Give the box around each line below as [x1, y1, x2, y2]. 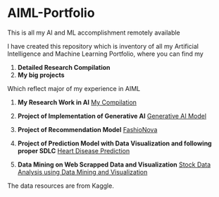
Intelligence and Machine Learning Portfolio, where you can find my [7, 49, 204, 58]
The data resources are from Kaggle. [7, 181, 114, 190]
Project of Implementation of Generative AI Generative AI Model [17, 112, 206, 120]
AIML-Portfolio [7, 5, 95, 21]
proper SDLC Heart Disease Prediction [17, 146, 130, 155]
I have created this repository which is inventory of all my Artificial [7, 42, 199, 50]
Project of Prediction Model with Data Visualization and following [17, 139, 213, 148]
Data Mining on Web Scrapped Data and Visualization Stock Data [17, 160, 211, 169]
